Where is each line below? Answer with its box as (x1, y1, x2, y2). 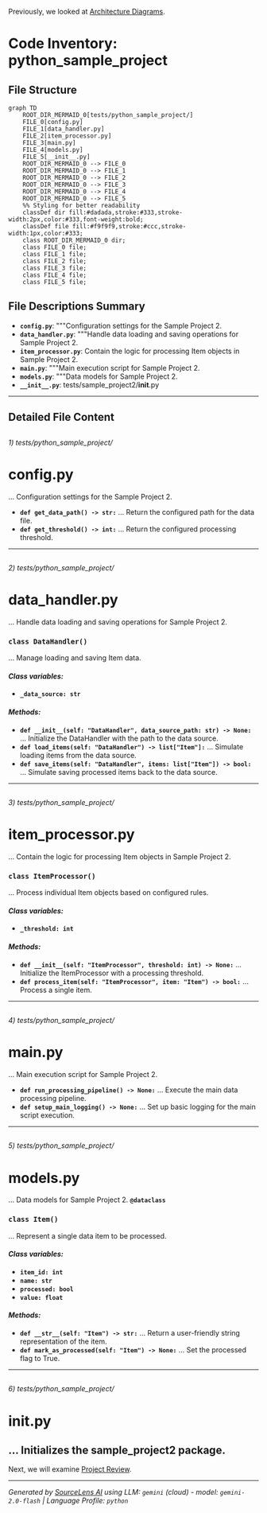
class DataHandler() (8, 636, 88, 646)
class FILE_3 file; (22, 264, 87, 272)
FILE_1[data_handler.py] (22, 125, 105, 133)
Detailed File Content (8, 410, 115, 424)
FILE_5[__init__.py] (22, 153, 91, 161)
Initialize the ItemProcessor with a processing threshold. (19, 968, 204, 978)
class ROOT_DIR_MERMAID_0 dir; (22, 236, 126, 244)
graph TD (8, 104, 37, 112)
